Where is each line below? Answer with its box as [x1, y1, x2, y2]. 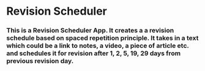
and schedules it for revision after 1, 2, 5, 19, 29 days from [6, 49, 181, 58]
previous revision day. [6, 57, 74, 65]
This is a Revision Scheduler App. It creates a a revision [6, 26, 174, 35]
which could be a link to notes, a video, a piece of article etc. [6, 42, 189, 50]
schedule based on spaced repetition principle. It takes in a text [6, 34, 199, 42]
